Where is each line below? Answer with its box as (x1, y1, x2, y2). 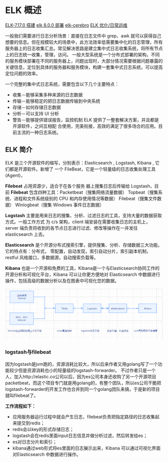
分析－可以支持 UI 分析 (12, 110, 59, 116)
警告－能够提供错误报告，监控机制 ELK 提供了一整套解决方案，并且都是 (12, 116, 159, 123)
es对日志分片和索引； (12, 438, 57, 444)
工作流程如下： (5, 403, 36, 409)
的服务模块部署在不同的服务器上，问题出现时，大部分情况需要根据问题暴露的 (5, 58, 163, 64)
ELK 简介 (5, 145, 32, 154)
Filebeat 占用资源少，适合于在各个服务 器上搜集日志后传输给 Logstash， (5, 183, 154, 189)
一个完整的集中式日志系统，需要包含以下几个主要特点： (5, 81, 119, 87)
